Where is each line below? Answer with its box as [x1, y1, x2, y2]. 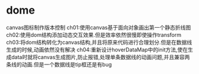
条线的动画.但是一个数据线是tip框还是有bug [6, 60, 112, 68]
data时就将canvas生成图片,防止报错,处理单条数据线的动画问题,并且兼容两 [11, 53, 190, 60]
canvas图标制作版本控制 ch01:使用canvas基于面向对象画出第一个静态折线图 [6, 24, 191, 31]
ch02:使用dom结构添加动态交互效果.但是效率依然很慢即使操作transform [6, 31, 182, 38]
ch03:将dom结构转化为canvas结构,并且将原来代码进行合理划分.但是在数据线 [6, 38, 192, 46]
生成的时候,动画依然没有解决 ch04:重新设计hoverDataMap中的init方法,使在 [6, 46, 188, 53]
